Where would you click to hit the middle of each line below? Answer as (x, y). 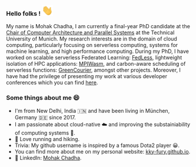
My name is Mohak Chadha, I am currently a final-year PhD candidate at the (98, 26)
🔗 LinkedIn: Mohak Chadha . (48, 158)
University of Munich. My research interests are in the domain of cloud (92, 39)
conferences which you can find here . (52, 83)
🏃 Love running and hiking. (47, 139)
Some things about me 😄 (43, 98)
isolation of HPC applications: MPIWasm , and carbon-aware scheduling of (96, 64)
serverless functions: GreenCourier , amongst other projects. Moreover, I (94, 70)
